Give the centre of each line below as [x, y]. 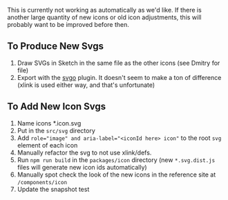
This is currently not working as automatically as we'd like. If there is [104, 10]
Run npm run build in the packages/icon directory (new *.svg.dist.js [116, 160]
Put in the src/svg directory [56, 130]
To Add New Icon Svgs [57, 107]
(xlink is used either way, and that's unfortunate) [86, 85]
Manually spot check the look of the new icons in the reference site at [116, 174]
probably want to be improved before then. [68, 24]
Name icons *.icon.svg [49, 123]
